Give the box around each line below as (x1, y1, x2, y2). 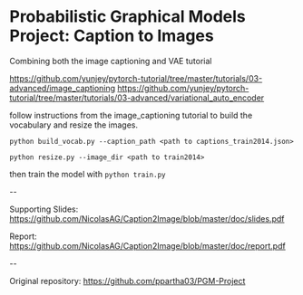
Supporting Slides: (9, 204, 79, 214)
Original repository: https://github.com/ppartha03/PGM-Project (9, 275, 246, 286)
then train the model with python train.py (9, 168, 166, 179)
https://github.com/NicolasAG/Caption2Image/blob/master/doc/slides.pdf (9, 213, 285, 224)
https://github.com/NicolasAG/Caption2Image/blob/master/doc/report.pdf (9, 240, 286, 251)
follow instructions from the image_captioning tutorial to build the (9, 109, 253, 120)
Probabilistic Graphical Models (9, 6, 247, 27)
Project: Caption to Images (9, 25, 215, 46)
